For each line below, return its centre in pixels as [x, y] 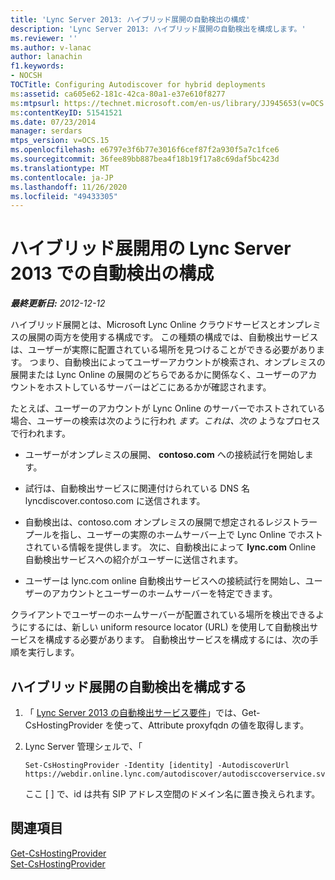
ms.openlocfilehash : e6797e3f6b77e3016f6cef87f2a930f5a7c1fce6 [145, 150]
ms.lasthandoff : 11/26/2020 [69, 187]
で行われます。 [40, 433]
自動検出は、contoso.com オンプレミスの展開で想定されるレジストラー [171, 522]
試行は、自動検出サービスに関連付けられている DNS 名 [137, 488]
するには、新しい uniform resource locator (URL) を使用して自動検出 [169, 627]
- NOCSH [26, 76]
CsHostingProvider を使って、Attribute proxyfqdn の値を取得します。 [167, 725]
